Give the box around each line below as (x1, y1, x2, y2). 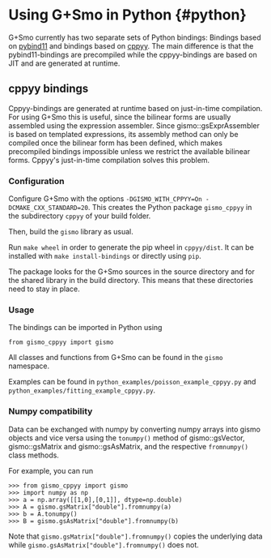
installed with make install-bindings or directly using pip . (8, 251, 201, 261)
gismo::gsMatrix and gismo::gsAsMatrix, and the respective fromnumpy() (8, 441, 249, 451)
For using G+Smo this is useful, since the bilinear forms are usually (8, 112, 231, 122)
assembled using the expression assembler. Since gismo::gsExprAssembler (8, 120, 260, 131)
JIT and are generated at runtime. (8, 58, 121, 68)
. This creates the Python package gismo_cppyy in (87, 203, 252, 212)
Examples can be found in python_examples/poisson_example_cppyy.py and (8, 377, 256, 387)
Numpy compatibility (8, 406, 93, 417)
